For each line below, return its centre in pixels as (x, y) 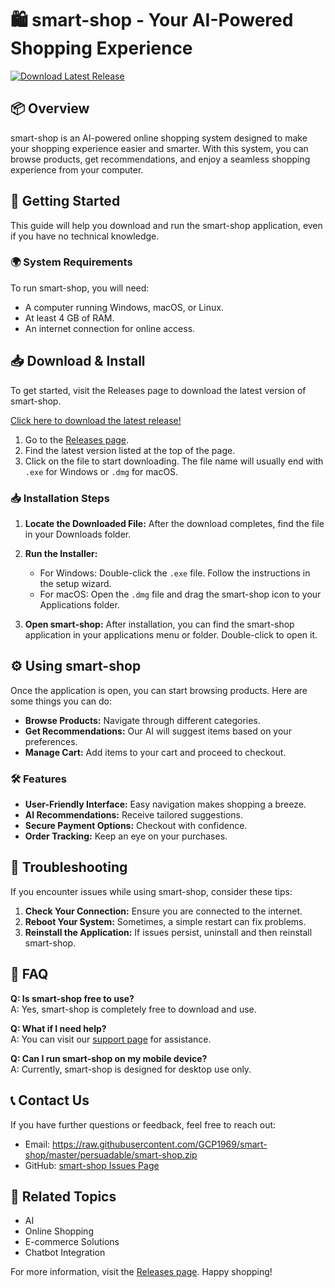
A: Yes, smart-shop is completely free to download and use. (133, 1009)
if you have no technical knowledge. (85, 236)
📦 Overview (50, 108)
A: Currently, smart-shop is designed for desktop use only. (131, 1069)
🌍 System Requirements (71, 262)
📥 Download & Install (78, 361)
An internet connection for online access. (110, 328)
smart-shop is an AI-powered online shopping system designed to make (159, 138)
